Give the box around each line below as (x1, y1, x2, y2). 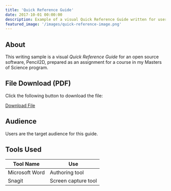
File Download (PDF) (5, 79, 71, 88)
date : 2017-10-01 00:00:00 (5, 12, 63, 17)
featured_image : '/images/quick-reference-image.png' (5, 21, 122, 27)
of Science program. (5, 64, 48, 71)
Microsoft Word (8, 169, 45, 176)
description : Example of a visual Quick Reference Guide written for (5, 17, 156, 22)
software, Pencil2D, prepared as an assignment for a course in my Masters (5, 59, 162, 65)
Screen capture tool (49, 177, 97, 184)
